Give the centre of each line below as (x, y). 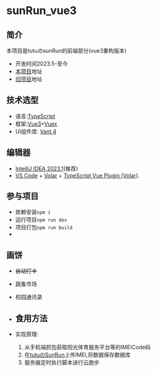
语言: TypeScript (35, 116)
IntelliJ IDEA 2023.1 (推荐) (46, 169)
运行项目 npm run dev (41, 220)
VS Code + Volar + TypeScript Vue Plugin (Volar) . (77, 175)
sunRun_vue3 (42, 11)
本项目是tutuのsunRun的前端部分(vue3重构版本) (67, 51)
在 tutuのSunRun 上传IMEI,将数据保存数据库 (78, 355)
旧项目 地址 (29, 79)
